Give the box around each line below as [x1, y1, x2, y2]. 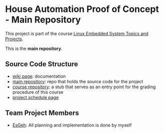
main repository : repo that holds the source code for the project [12, 78, 144, 84]
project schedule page [12, 94, 59, 100]
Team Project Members [5, 109, 79, 118]
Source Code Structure [5, 60, 78, 68]
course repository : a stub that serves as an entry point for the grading [12, 84, 156, 90]
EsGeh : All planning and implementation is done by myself [12, 122, 132, 128]
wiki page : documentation [12, 73, 66, 79]
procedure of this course [12, 89, 64, 95]
